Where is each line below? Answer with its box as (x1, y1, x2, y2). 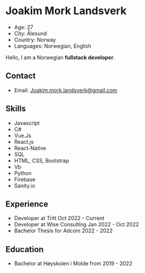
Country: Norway (14, 36, 57, 43)
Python (14, 169, 32, 176)
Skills (5, 104, 26, 114)
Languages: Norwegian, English (14, 42, 92, 50)
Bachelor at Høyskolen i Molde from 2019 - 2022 (14, 260, 133, 267)
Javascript (14, 119, 40, 126)
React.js (14, 138, 34, 145)
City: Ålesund (14, 29, 47, 37)
